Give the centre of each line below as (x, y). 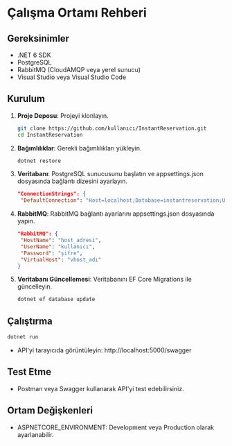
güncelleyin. (35, 286)
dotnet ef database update (56, 300)
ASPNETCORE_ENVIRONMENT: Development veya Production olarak (116, 427)
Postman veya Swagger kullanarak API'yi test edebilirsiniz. (101, 388)
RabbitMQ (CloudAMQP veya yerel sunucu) (79, 70)
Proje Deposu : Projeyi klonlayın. (63, 115)
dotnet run (23, 337)
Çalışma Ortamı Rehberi (77, 13)
